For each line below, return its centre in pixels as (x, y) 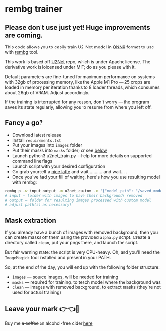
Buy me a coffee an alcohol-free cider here (49, 323)
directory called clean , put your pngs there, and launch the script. (72, 243)
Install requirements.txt (37, 140)
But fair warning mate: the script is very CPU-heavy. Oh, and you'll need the (82, 252)
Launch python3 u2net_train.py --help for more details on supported (82, 156)
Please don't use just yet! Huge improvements (78, 27)
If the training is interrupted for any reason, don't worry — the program (77, 102)
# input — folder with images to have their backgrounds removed (74, 196)
